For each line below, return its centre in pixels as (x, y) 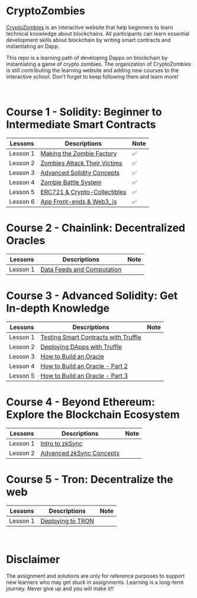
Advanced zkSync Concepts (80, 453)
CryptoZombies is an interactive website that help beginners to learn (90, 27)
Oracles (26, 241)
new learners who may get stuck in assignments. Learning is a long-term (95, 582)
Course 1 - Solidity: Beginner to (84, 112)
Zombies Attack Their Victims (81, 163)
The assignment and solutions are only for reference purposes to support (96, 575)
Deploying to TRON (67, 521)
